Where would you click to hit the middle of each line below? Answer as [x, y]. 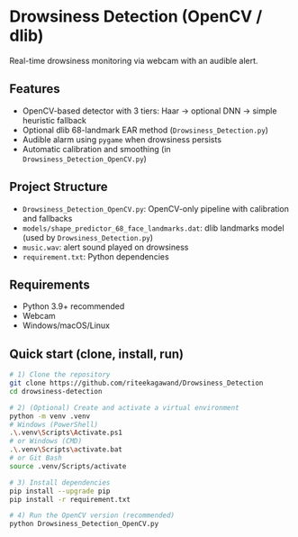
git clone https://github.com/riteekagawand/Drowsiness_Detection [136, 383]
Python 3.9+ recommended [73, 306]
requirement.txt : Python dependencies [95, 256]
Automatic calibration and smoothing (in [96, 149]
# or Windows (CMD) [46, 441]
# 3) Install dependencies [60, 482]
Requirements [50, 284]
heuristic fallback [54, 120]
